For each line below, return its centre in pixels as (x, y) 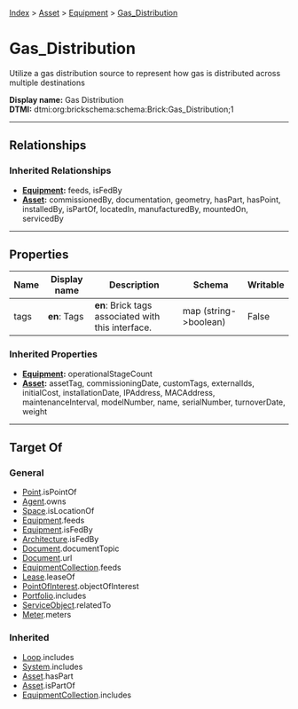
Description (134, 285)
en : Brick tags (123, 305)
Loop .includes (48, 657)
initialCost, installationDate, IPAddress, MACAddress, (118, 392)
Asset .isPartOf (48, 685)
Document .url (47, 558)
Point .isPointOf (49, 492)
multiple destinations (47, 83)
